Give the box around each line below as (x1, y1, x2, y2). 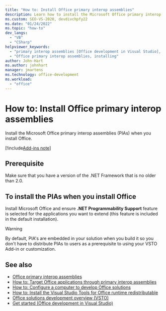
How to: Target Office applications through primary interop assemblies (12, 279, 157, 285)
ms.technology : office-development (5, 72, 79, 77)
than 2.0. (5, 178, 23, 184)
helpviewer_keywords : (5, 44, 50, 49)
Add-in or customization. (5, 246, 56, 252)
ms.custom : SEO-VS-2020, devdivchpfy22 (5, 16, 88, 21)
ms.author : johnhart (5, 63, 48, 68)
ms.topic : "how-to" (5, 26, 46, 31)
